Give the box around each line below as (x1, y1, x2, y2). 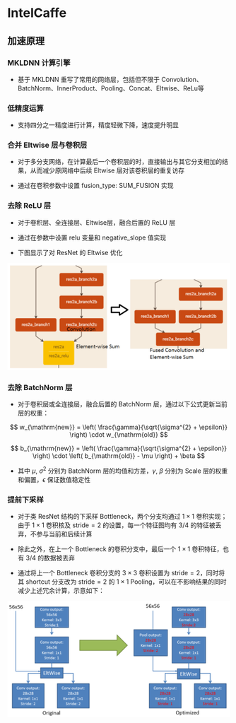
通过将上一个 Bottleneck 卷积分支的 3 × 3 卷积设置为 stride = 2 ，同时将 (17, 569, 225, 577)
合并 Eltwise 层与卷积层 (7, 140, 88, 150)
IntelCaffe (7, 5, 67, 21)
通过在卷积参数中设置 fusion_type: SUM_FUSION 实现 (17, 182, 174, 190)
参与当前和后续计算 (36, 530, 93, 539)
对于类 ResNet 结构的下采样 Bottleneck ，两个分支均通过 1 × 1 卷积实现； (17, 512, 228, 521)
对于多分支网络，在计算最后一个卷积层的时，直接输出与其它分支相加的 (17, 158, 223, 166)
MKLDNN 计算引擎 (7, 58, 71, 68)
